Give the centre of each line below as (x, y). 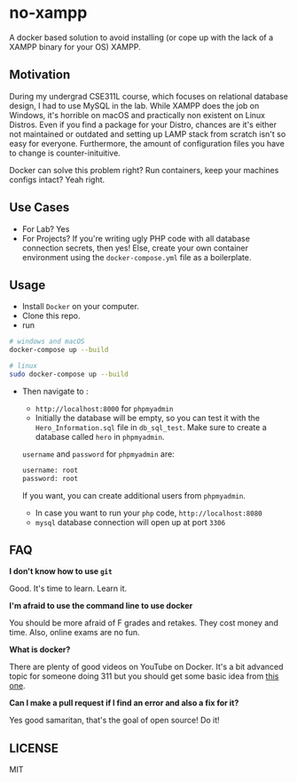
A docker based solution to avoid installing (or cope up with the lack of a (141, 37)
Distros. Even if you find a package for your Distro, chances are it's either (143, 124)
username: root (50, 470)
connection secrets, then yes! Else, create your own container (135, 248)
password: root (50, 478)
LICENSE (34, 748)
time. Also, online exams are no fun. (74, 633)
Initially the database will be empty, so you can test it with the (147, 418)
